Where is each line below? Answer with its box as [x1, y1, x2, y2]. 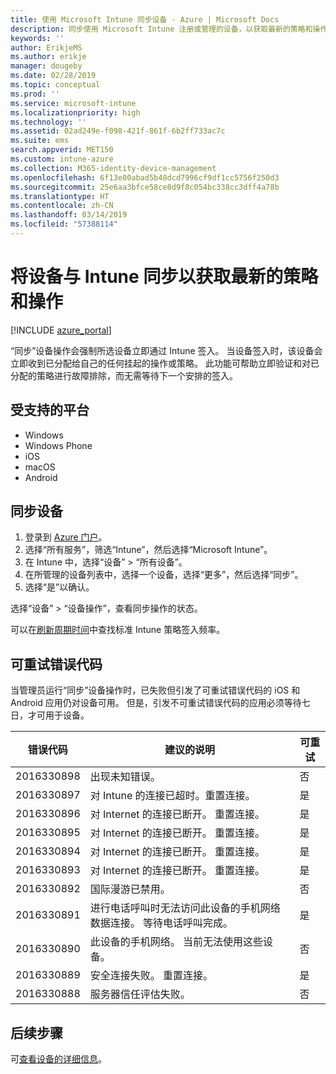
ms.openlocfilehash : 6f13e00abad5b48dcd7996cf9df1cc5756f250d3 [10, 172, 280, 183]
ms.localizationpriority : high [10, 107, 141, 118]
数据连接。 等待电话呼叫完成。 [89, 916, 234, 930]
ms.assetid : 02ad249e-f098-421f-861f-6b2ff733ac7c [10, 126, 226, 136]
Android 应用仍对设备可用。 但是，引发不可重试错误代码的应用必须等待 [10, 697, 302, 709]
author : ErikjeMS [10, 42, 83, 53]
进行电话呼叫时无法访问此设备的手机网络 [89, 901, 281, 915]
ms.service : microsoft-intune [10, 98, 137, 108]
